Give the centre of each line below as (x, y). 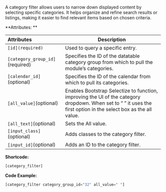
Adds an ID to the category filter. (103, 145)
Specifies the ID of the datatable (102, 56)
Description (112, 39)
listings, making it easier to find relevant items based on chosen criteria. (78, 18)
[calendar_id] (24, 76)
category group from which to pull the (109, 62)
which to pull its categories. (97, 83)
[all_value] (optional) (33, 103)
